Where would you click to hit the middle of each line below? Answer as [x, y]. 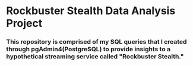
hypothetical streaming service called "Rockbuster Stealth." [95, 57]
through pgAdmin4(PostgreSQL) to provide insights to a [88, 49]
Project [24, 23]
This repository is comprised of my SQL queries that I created [96, 42]
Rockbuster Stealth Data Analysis [91, 11]
